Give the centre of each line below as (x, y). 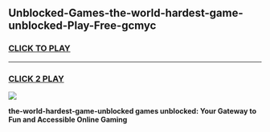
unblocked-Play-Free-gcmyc (82, 26)
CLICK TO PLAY (39, 49)
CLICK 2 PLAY (36, 78)
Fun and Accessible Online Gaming (68, 119)
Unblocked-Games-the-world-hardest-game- (126, 13)
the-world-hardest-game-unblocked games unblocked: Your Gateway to (133, 110)
